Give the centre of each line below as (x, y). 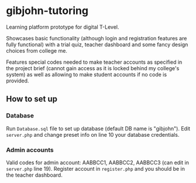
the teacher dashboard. (34, 175)
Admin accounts (30, 150)
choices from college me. (37, 50)
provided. (18, 81)
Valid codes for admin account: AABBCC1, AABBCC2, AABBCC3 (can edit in (97, 163)
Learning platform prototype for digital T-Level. (63, 27)
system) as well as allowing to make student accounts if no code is (87, 74)
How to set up (32, 99)
